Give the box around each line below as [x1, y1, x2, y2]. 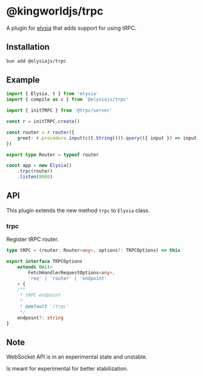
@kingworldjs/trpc [6, 4, 104, 18]
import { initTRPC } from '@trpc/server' [6, 107, 113, 113]
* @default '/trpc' [19, 303, 69, 310]
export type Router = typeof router [6, 152, 99, 158]
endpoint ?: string [17, 314, 64, 321]
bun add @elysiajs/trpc [6, 58, 67, 64]
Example [6, 75, 40, 86]
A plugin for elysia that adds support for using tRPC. [6, 24, 137, 32]
